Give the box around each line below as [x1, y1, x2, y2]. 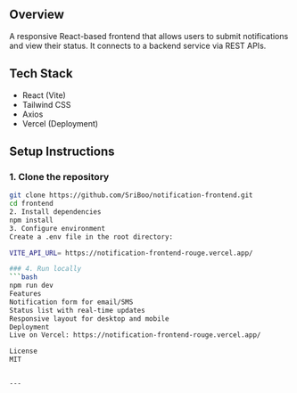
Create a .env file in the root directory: [9, 232, 174, 242]
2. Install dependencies [9, 208, 102, 217]
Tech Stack [9, 66, 73, 81]
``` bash [9, 273, 38, 282]
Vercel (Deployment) [21, 118, 99, 128]
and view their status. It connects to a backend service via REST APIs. [9, 40, 267, 51]
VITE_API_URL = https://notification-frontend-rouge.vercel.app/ [9, 249, 253, 258]
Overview [9, 7, 65, 22]
